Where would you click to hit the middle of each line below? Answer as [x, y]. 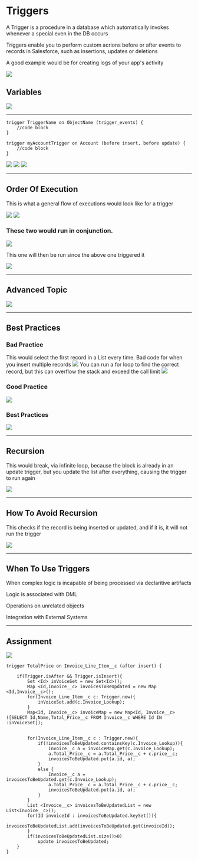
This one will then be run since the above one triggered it [75, 254]
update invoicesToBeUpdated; [73, 842]
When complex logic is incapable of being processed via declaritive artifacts [99, 583]
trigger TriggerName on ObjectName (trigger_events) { [75, 122]
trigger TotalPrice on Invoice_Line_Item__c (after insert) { [84, 666]
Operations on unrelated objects [45, 606]
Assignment [29, 641]
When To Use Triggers [48, 569]
